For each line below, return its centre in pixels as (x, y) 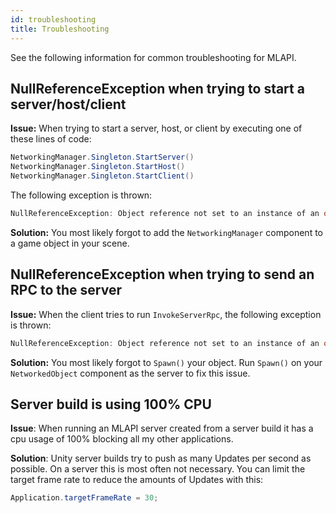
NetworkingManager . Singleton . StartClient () (102, 176)
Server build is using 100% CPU (111, 404)
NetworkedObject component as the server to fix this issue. (130, 373)
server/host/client (68, 104)
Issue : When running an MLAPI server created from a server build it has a (162, 428)
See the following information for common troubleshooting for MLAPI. (153, 57)
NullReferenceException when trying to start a (157, 88)
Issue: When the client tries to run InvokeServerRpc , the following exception (166, 314)
